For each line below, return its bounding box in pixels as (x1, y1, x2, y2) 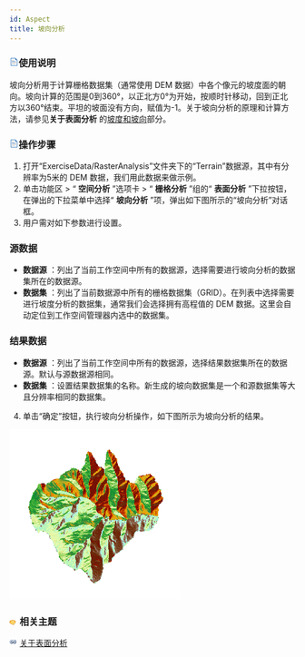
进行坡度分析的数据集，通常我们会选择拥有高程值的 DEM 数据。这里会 (22, 299, 284, 309)
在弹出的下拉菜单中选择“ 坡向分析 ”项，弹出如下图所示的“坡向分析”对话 (22, 195, 289, 206)
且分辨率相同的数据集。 (22, 391, 111, 402)
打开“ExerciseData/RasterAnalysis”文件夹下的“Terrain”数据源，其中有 (22, 161, 281, 172)
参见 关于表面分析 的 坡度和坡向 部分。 (33, 113, 171, 124)
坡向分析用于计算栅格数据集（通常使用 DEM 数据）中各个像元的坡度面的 (9, 79, 279, 90)
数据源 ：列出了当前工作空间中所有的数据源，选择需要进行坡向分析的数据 (22, 264, 296, 276)
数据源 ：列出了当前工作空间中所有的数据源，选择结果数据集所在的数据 (22, 357, 288, 368)
